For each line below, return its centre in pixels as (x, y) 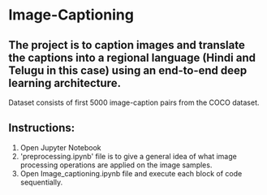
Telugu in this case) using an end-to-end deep (128, 70)
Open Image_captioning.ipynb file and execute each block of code (131, 173)
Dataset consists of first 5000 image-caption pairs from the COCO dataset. (134, 102)
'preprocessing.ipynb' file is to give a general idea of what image (128, 156)
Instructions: (42, 128)
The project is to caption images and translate (127, 45)
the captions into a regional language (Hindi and (132, 57)
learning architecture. (65, 83)
